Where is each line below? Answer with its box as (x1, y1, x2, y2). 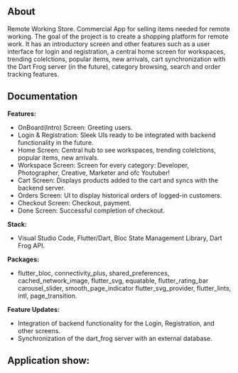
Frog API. (17, 241, 45, 249)
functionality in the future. (17, 138, 94, 146)
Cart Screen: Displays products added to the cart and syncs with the (17, 175, 219, 184)
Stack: (7, 220, 27, 228)
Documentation (7, 90, 78, 102)
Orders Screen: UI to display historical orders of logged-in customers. (17, 191, 222, 200)
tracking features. (7, 70, 59, 78)
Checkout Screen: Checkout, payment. (17, 198, 131, 207)
